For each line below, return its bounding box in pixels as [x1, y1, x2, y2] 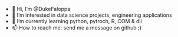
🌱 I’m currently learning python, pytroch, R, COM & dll [11, 18, 143, 24]
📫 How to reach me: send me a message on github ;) [11, 24, 142, 31]
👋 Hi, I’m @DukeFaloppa [11, 6, 71, 12]
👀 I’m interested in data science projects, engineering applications [11, 12, 172, 18]
